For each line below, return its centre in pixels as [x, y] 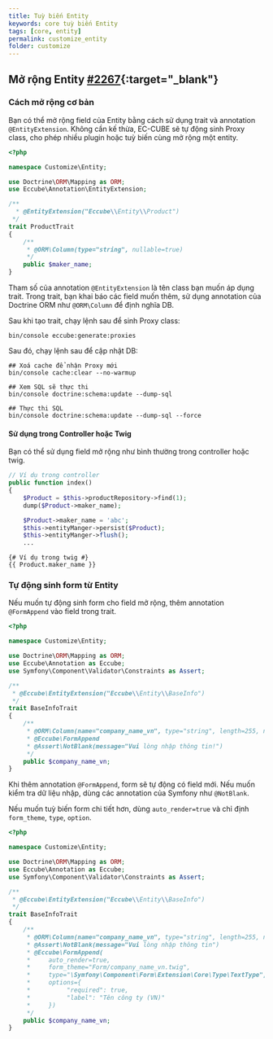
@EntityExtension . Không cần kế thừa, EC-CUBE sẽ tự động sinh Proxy [127, 129]
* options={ [54, 983]
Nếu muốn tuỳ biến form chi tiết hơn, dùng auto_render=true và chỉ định [129, 809]
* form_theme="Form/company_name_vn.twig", [108, 967]
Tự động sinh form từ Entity [64, 585]
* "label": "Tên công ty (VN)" [95, 997]
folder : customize [39, 46]
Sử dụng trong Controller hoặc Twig [70, 433]
